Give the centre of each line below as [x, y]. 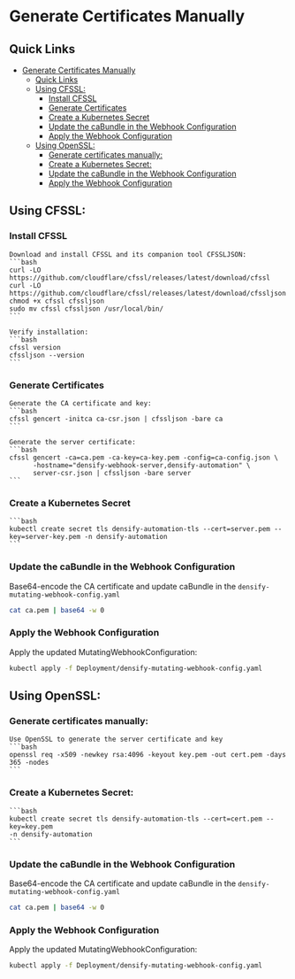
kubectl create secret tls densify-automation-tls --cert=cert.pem [136, 819]
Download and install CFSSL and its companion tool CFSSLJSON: [128, 254]
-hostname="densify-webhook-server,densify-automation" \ [141, 465]
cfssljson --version [47, 355]
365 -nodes [29, 763]
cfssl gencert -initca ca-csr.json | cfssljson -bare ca [116, 419]
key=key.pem [31, 826]
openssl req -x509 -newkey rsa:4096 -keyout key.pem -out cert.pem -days [148, 755]
